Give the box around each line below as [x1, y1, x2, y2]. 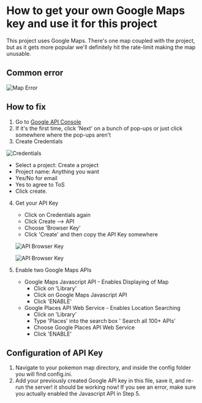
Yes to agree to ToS [15, 181, 65, 188]
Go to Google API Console [15, 118, 81, 126]
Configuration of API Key [6, 347, 103, 358]
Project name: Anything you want [15, 168, 99, 175]
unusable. [6, 50, 32, 57]
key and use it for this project [6, 17, 158, 31]
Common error [6, 68, 64, 78]
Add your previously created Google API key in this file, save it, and [15, 377, 185, 385]
